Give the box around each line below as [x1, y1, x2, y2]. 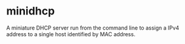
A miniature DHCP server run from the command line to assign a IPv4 [6, 24, 180, 31]
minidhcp [6, 4, 55, 18]
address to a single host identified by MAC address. [6, 30, 135, 37]
